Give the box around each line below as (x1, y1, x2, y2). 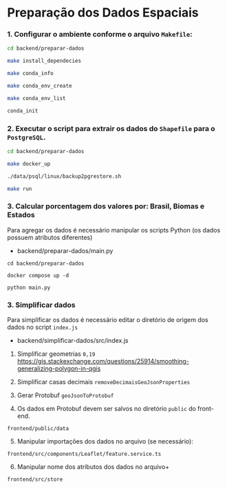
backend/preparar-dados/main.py (17, 246, 113, 255)
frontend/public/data (7, 426, 69, 432)
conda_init (7, 107, 39, 114)
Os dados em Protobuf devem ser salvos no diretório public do (17, 405, 196, 413)
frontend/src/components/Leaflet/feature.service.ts (7, 450, 162, 458)
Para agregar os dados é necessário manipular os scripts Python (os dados (7, 226, 221, 234)
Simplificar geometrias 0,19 (17, 350, 96, 358)
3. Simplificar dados (7, 300, 76, 310)
